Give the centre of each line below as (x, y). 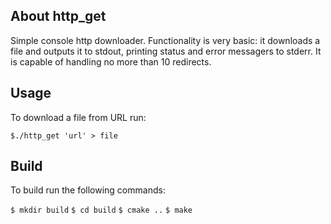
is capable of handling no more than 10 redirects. (111, 61)
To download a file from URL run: (78, 117)
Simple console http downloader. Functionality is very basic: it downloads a (165, 40)
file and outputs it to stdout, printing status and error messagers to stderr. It (166, 51)
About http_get (58, 16)
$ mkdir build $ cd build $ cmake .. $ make (101, 210)
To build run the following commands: (88, 190)
